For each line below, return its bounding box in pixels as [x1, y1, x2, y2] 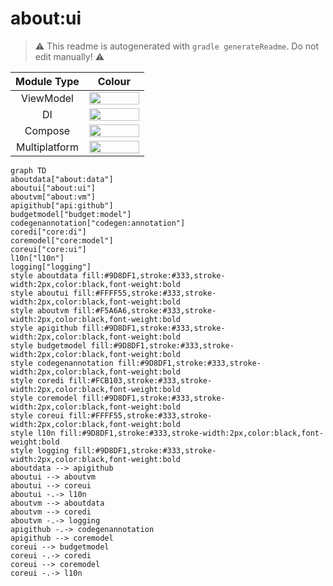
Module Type [15, 74, 80, 88]
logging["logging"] [10, 262, 92, 272]
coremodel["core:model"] [10, 235, 114, 246]
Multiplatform [15, 140, 79, 154]
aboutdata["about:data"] [10, 174, 114, 184]
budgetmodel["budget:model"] [10, 209, 132, 219]
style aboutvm [10, 305, 70, 316]
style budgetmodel [10, 340, 87, 351]
